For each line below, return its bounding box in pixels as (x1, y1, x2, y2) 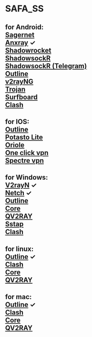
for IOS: (5, 117, 30, 126)
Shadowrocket (5, 46, 51, 55)
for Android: (5, 23, 44, 31)
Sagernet (5, 30, 35, 39)
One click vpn (5, 148, 49, 157)
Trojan (5, 85, 26, 94)
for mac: (5, 293, 32, 301)
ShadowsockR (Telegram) (5, 62, 87, 70)
